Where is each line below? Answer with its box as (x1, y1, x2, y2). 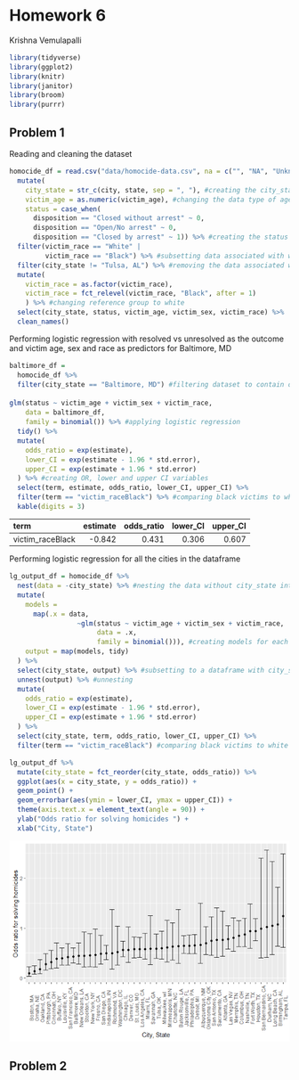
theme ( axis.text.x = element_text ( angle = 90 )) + (17, 806, 205, 814)
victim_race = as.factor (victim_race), (25, 280, 174, 289)
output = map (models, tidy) (25, 647, 129, 656)
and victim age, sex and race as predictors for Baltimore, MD (9, 342, 232, 353)
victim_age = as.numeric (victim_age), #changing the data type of (25, 195, 277, 204)
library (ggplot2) (9, 62, 74, 71)
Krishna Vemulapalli (9, 35, 82, 45)
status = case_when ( (25, 204, 101, 214)
